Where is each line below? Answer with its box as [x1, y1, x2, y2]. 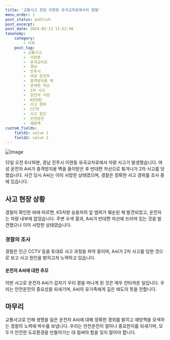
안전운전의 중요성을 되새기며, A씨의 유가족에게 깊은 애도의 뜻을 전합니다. [14, 286, 157, 292]
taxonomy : [5, 31, 26, 36]
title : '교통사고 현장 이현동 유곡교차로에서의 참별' [5, 7, 101, 13]
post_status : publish [5, 17, 51, 22]
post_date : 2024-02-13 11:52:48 [5, 26, 73, 32]
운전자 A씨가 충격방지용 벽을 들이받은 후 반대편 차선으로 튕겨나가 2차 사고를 [10, 166, 159, 172]
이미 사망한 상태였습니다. [22, 222, 72, 228]
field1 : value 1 [14, 130, 49, 135]
